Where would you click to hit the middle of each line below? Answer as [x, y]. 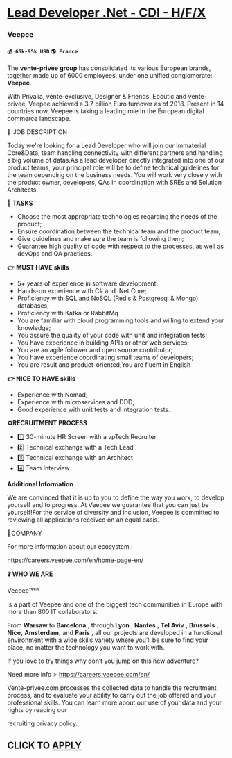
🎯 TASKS [20, 204]
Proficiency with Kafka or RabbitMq [68, 313]
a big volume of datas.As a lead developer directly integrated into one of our [116, 160]
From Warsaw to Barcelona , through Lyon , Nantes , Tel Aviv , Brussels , [113, 625]
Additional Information [41, 484]
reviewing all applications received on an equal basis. [83, 520]
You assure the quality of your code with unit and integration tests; [112, 336]
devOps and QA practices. [55, 254]
